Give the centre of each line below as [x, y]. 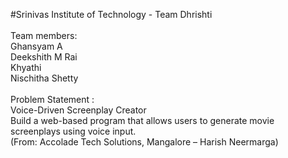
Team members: [44, 35]
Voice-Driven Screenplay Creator [78, 110]
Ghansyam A [36, 46]
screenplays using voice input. [73, 131]
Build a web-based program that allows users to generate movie [142, 120]
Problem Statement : [52, 99]
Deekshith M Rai [44, 57]
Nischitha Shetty [44, 78]
